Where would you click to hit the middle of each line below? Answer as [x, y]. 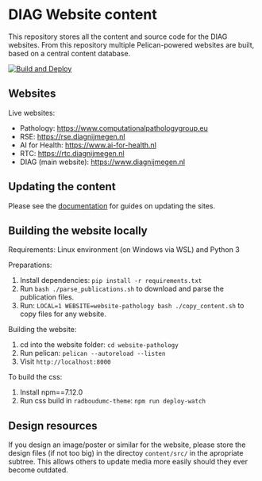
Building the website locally [78, 230]
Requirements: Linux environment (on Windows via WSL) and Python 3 [124, 250]
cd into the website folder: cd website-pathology [99, 345]
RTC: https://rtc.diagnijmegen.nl [72, 153]
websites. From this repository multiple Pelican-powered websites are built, [131, 44]
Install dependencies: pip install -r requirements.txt [111, 281]
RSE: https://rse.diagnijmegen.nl [72, 136]
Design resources [53, 426]
